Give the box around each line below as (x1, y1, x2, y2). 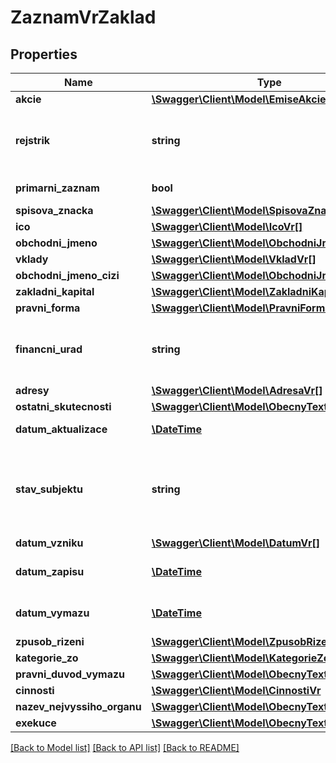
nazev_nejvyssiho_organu (15, 700, 142, 713)
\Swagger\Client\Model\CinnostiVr (151, 684, 322, 697)
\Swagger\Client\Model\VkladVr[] (151, 252, 317, 266)
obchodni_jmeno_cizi (15, 269, 120, 282)
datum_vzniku (15, 536, 84, 550)
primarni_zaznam (15, 181, 100, 195)
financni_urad (15, 342, 83, 356)
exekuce (15, 716, 57, 730)
